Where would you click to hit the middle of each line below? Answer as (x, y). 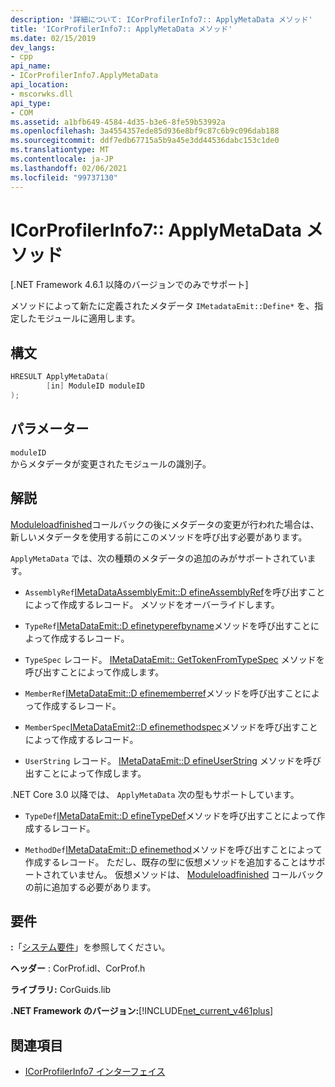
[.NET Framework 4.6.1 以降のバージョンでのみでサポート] (129, 285)
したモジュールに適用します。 (79, 318)
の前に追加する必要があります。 (90, 887)
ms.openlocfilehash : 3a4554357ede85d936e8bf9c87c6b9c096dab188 (145, 131)
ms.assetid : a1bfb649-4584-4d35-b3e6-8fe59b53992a (118, 122)
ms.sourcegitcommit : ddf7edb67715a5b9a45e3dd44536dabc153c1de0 (145, 141)
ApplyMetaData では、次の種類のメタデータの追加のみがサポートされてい (159, 558)
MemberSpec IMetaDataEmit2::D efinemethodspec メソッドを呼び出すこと (171, 727)
